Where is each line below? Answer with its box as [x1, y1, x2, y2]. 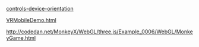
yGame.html [6, 35, 36, 41]
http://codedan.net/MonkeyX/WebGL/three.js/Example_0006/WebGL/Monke [6, 28, 193, 35]
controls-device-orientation [6, 5, 74, 12]
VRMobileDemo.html [6, 17, 56, 23]
